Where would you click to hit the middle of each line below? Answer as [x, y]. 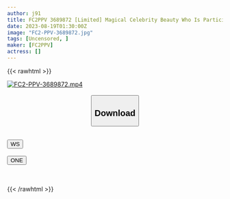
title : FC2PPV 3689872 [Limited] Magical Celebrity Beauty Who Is [104, 20]
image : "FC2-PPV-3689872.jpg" [50, 32]
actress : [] [24, 52]
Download [115, 113]
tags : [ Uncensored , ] [38, 39]
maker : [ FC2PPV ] [30, 45]
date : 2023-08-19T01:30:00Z [47, 26]
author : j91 [24, 13]
